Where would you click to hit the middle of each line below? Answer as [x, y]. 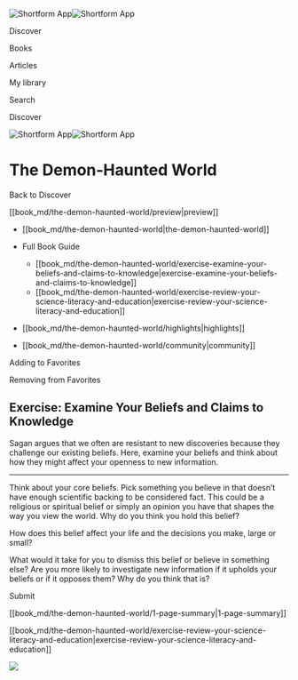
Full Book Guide [51, 246]
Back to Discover [40, 195]
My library [28, 83]
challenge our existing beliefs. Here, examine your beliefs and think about [143, 452]
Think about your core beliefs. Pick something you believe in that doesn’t [142, 487]
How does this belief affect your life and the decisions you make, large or [143, 532]
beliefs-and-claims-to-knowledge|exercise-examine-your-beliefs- [156, 273]
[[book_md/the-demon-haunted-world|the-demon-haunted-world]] [145, 229]
